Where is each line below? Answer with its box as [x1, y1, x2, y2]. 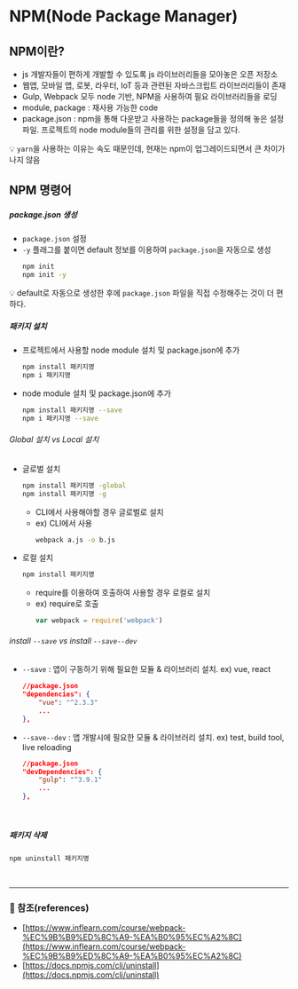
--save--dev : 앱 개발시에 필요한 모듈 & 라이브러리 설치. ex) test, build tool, [21, 732, 285, 742]
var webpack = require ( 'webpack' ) [35, 616, 163, 625]
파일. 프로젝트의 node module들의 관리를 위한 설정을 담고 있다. [21, 124, 241, 135]
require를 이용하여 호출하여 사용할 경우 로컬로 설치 [35, 588, 211, 598]
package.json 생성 [9, 209, 78, 219]
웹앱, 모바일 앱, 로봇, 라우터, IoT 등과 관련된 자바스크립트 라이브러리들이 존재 [21, 80, 286, 91]
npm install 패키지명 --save [21, 406, 122, 415]
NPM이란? [9, 44, 65, 59]
